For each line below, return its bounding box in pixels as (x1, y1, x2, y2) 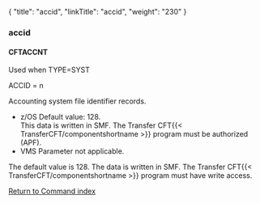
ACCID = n (8, 81, 44, 91)
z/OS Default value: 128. (19, 112, 101, 122)
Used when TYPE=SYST (8, 65, 91, 75)
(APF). (19, 137, 42, 148)
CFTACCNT (8, 47, 49, 57)
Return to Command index (8, 186, 96, 197)
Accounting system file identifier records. (8, 96, 147, 106)
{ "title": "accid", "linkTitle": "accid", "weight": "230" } (8, 7, 187, 16)
